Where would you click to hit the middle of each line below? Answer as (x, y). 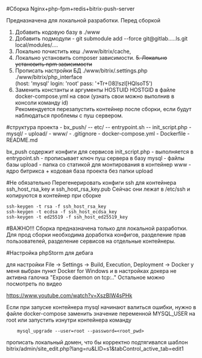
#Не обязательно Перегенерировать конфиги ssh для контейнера (91, 183)
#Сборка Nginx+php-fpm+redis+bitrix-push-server (71, 9)
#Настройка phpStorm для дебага (50, 253)
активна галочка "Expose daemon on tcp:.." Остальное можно (86, 277)
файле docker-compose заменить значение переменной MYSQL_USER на (101, 314)
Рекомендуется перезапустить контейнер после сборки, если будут (103, 109)
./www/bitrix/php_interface (49, 77)
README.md (22, 140)
